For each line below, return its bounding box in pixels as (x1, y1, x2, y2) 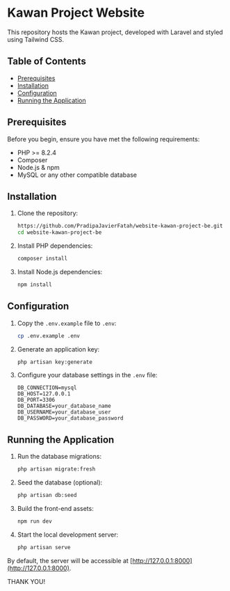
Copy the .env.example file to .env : (17, 319, 117, 327)
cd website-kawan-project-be (17, 229, 102, 236)
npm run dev (17, 518, 52, 525)
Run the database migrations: (17, 452, 102, 461)
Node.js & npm (17, 163, 60, 171)
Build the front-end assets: (17, 505, 94, 512)
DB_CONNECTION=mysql (17, 384, 77, 391)
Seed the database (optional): (17, 478, 103, 487)
